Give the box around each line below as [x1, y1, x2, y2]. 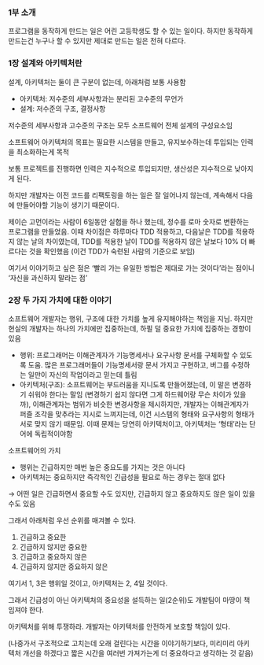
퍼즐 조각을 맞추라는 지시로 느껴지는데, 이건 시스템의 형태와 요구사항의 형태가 [19, 409, 255, 419]
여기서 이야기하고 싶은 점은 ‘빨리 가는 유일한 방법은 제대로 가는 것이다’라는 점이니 [8, 263, 255, 272]
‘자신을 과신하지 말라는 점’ [8, 273, 88, 283]
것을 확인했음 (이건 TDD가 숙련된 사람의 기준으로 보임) [28, 246, 196, 256]
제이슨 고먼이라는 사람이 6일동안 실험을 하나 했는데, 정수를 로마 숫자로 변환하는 [8, 216, 250, 226]
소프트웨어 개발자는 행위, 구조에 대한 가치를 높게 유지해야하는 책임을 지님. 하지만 [8, 313, 254, 323]
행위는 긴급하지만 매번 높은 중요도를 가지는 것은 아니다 [19, 462, 186, 471]
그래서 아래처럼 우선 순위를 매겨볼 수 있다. [8, 515, 136, 525]
